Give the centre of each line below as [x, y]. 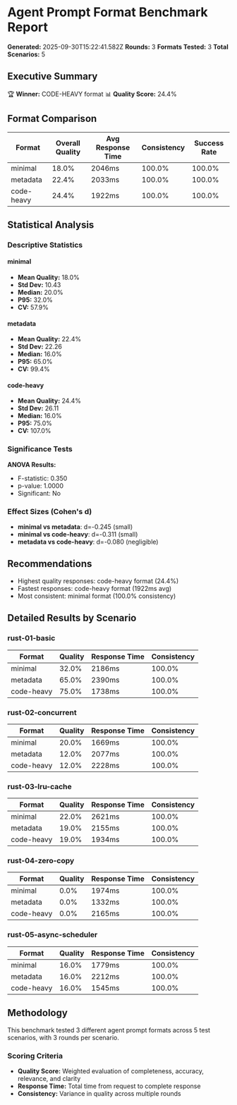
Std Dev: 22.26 [39, 347]
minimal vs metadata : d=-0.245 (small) [75, 527]
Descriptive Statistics [45, 245]
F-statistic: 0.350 [42, 478]
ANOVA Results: [32, 464]
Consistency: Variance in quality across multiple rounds [99, 1093]
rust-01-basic [31, 638]
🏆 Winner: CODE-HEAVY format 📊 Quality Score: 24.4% [92, 94]
